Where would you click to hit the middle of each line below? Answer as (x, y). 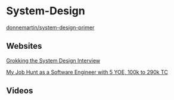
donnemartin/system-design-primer (50, 27)
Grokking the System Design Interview (53, 60)
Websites (24, 46)
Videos (20, 91)
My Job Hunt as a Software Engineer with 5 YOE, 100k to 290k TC (87, 72)
